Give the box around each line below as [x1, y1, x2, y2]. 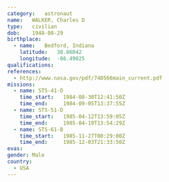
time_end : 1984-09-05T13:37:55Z [19, 100, 126, 107]
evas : [7, 145, 23, 152]
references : [7, 68, 42, 75]
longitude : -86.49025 [19, 55, 85, 62]
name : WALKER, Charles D [7, 17, 85, 24]
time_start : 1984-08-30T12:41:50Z [19, 94, 126, 101]
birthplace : [7, 36, 42, 43]
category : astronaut [7, 10, 73, 17]
